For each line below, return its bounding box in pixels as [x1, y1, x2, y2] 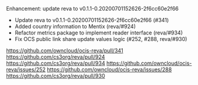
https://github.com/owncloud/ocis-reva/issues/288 [47, 66, 172, 73]
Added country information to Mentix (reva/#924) [14, 23, 136, 30]
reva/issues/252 [6, 66, 46, 73]
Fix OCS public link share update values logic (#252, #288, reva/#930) [14, 36, 188, 42]
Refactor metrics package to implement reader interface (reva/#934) [14, 29, 183, 36]
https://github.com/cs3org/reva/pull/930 [6, 73, 106, 79]
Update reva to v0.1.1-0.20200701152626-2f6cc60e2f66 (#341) [14, 17, 169, 23]
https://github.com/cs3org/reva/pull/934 [6, 59, 106, 67]
